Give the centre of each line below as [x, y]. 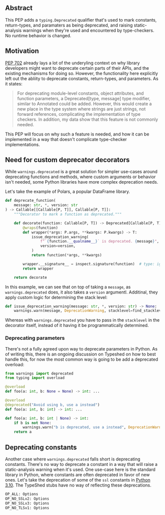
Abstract [19, 8]
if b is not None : [33, 423]
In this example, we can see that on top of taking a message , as [68, 287]
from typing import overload [35, 378]
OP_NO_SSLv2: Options [27, 499]
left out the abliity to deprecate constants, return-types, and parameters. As [82, 79]
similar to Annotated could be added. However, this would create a [84, 104]
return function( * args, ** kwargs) [67, 255]
